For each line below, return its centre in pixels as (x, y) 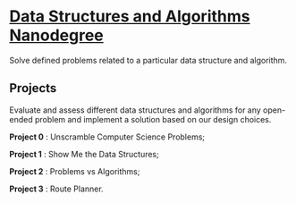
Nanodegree (57, 35)
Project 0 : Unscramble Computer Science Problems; (107, 137)
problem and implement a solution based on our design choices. (153, 119)
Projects (33, 88)
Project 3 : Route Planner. (57, 189)
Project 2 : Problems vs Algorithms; (75, 171)
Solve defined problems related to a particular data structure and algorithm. (148, 60)
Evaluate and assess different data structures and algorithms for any (135, 110)
